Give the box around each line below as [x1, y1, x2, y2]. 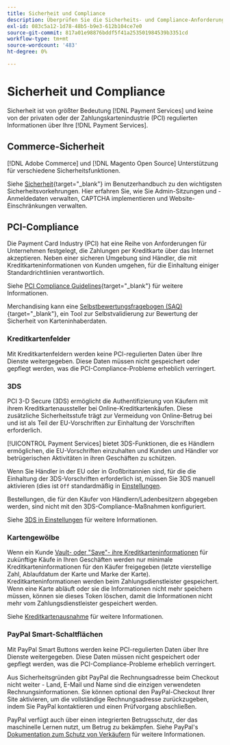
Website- [169, 194, 195, 202]
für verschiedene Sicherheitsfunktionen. [7, 166, 121, 175]
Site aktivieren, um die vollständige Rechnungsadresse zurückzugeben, [7, 695, 209, 703]
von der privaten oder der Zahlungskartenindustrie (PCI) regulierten [7, 114, 198, 122]
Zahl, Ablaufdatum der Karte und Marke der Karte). [7, 570, 151, 578]
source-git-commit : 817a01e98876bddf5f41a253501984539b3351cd [7, 29, 188, 36]
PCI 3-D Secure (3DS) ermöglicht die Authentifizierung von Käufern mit [7, 397, 208, 405]
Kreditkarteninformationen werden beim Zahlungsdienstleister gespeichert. [7, 577, 219, 586]
